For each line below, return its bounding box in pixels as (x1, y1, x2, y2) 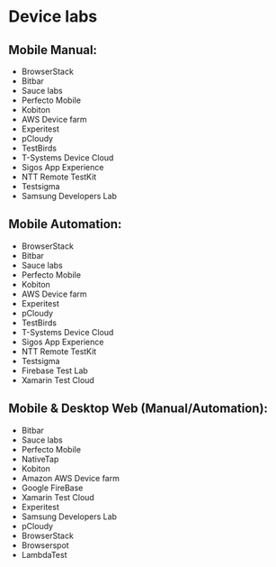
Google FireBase (21, 482, 84, 493)
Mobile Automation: (8, 216, 122, 232)
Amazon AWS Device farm (21, 472, 120, 483)
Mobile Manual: (8, 42, 98, 58)
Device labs (8, 6, 98, 27)
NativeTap (21, 453, 59, 464)
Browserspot (21, 539, 69, 551)
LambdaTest (21, 549, 67, 560)
